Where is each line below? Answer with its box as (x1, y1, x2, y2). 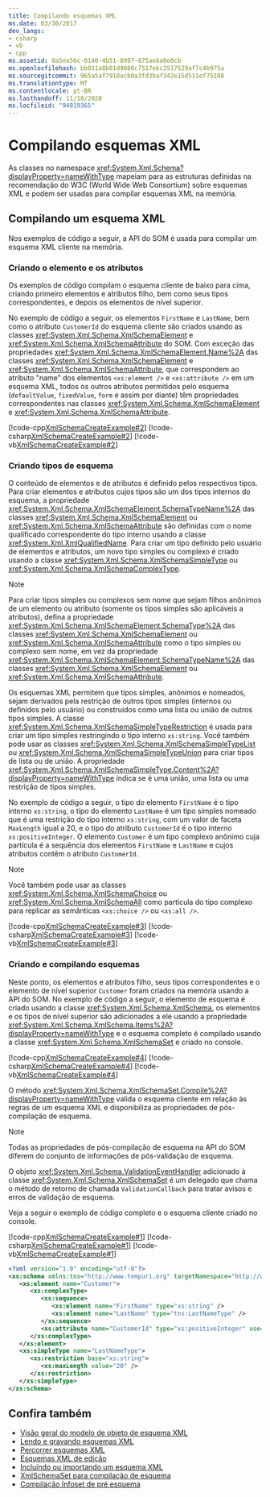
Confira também (8, 1407, 92, 1420)
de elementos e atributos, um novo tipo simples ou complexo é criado (8, 547, 239, 557)
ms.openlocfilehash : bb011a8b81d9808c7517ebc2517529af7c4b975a (8, 64, 225, 73)
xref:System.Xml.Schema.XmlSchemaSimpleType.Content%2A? (8, 765, 219, 774)
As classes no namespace (8, 163, 95, 173)
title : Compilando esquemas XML (8, 11, 117, 20)
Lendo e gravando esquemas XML (19, 1437, 134, 1446)
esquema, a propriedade (8, 496, 90, 505)
